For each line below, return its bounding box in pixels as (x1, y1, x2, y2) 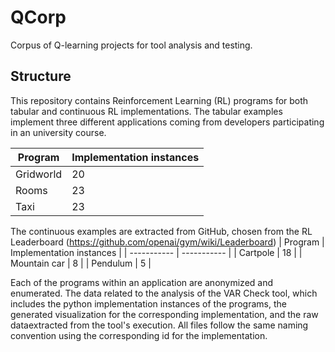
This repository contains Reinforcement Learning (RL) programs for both (10, 94, 309, 106)
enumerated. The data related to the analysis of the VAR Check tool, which (10, 287, 318, 299)
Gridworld (15, 167, 63, 181)
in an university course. (10, 126, 107, 138)
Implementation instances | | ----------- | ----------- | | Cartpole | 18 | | (10, 246, 303, 258)
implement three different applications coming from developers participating (10, 116, 325, 128)
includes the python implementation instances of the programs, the (10, 297, 287, 310)
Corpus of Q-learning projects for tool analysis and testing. (10, 39, 253, 51)
